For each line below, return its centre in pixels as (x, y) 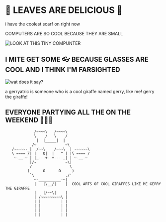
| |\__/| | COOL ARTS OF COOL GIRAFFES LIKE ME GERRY (98, 184)
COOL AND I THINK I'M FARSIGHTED (63, 70)
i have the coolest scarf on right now (43, 24)
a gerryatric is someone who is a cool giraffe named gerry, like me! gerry (80, 91)
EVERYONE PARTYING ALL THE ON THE (68, 112)
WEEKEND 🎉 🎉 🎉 (29, 120)
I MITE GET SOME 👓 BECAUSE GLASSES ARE (77, 59)
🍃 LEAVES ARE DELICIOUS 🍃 (64, 10)
